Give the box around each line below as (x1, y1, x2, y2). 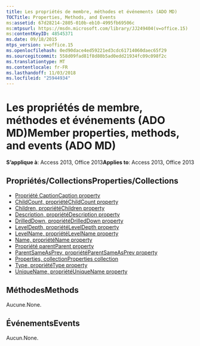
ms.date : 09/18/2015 (6, 36, 58, 42)
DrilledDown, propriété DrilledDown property (14, 217, 124, 224)
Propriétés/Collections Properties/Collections (6, 176, 179, 186)
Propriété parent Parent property (14, 242, 94, 249)
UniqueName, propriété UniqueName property (14, 268, 128, 275)
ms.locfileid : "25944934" (6, 75, 70, 81)
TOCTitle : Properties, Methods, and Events (6, 14, 116, 20)
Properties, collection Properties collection (14, 255, 118, 262)
